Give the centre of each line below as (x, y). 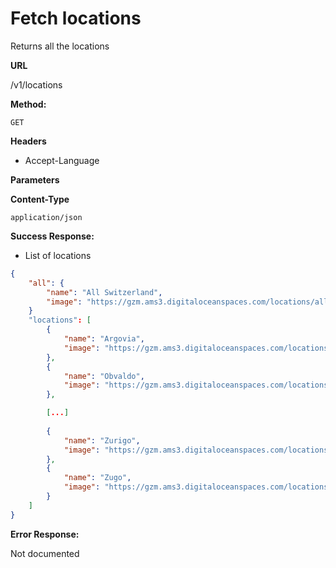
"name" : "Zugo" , (97, 478)
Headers (28, 141)
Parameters (35, 179)
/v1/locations (36, 84)
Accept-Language (62, 160)
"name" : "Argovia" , (104, 339)
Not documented (45, 553)
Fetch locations (76, 18)
